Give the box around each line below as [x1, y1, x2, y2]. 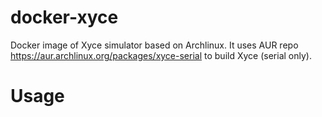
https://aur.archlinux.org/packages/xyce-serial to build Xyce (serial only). [10, 49, 312, 61]
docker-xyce [10, 6, 119, 29]
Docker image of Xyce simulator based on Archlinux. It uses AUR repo [10, 39, 299, 51]
